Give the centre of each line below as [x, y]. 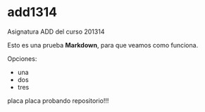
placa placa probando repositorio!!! [58, 100]
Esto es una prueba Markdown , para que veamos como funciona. [103, 45]
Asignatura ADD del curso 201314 [56, 31]
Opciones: [22, 58]
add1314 [32, 12]
